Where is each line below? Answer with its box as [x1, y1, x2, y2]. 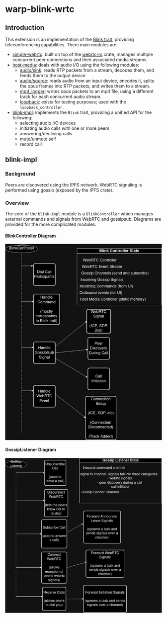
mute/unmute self [19, 136, 56, 142]
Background [5, 171, 36, 177]
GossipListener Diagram [5, 446, 56, 453]
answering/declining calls [19, 131, 73, 136]
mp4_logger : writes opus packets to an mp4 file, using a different [19, 88, 154, 94]
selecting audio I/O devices [19, 120, 76, 126]
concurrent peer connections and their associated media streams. [12, 57, 148, 63]
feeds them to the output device [19, 73, 86, 78]
